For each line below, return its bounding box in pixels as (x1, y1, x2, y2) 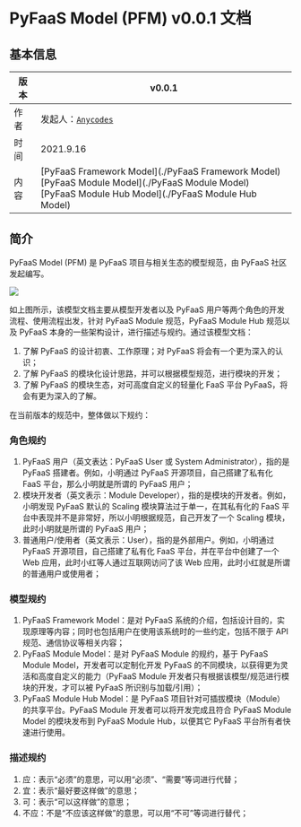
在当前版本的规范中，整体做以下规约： (9, 409, 150, 420)
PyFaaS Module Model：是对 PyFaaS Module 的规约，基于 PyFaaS (21, 649, 269, 659)
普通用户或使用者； (30, 569, 101, 579)
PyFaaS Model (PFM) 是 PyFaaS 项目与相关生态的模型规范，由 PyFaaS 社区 (9, 257, 288, 267)
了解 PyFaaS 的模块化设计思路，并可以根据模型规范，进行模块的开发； (21, 368, 283, 379)
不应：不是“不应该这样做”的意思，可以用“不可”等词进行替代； (21, 807, 249, 818)
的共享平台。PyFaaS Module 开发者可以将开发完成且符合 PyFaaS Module (21, 705, 292, 716)
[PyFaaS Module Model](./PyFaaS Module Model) (39, 177, 250, 188)
